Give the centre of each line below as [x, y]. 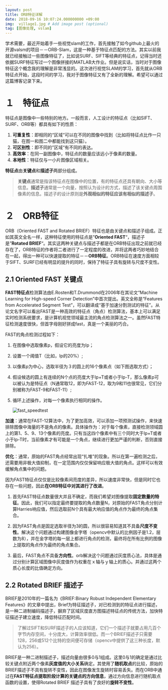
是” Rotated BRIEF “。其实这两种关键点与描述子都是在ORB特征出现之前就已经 [83, 243]
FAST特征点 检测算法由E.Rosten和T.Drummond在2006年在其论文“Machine [81, 292]
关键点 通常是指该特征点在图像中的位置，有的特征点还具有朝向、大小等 [90, 182]
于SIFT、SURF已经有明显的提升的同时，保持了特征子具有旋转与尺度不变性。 [83, 262]
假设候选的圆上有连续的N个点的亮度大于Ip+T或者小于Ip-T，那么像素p [83, 377]
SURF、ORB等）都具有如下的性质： [42, 124]
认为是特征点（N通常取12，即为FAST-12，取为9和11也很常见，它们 [89, 383]
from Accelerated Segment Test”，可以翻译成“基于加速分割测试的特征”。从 [82, 305]
